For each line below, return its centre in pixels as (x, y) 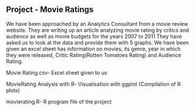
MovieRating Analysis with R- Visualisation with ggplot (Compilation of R (93, 84)
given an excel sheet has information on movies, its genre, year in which (93, 49)
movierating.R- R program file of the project (59, 102)
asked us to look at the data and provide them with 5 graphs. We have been (97, 42)
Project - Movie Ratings (50, 10)
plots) (13, 90)
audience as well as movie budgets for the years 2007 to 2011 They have (94, 36)
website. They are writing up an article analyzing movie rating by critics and (97, 30)
